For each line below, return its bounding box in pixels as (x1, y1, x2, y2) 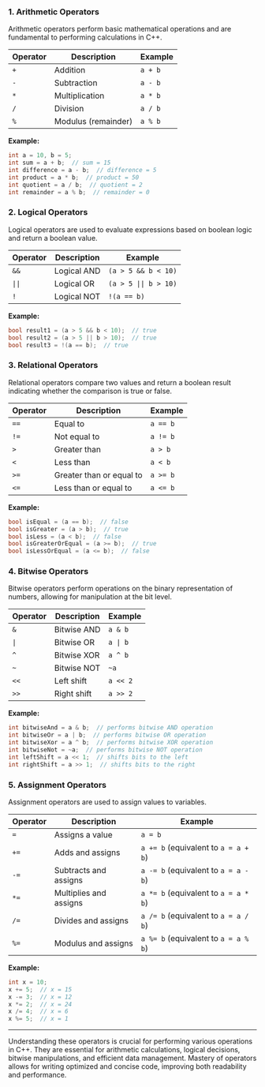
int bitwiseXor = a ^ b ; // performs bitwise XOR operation (8, 739, 214, 747)
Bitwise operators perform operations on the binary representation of (8, 583, 233, 594)
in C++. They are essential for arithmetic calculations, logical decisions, (8, 1045, 241, 1055)
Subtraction (54, 77, 98, 88)
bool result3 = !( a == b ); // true (8, 341, 129, 349)
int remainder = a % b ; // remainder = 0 (8, 188, 150, 196)
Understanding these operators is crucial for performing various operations (8, 1036, 253, 1046)
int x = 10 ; (8, 978, 47, 986)
